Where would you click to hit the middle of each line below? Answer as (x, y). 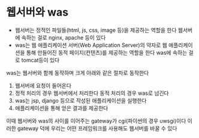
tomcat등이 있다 (40, 60)
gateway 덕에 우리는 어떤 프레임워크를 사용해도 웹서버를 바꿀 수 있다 (97, 128)
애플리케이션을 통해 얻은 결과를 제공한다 (61, 108)
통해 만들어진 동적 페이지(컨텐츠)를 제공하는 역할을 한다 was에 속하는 (107, 52)
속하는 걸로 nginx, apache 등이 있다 (64, 37)
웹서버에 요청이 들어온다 (43, 85)
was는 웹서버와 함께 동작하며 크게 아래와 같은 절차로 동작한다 (78, 73)
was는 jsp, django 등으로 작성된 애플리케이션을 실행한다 (81, 100)
